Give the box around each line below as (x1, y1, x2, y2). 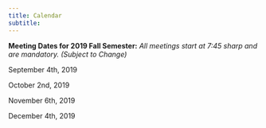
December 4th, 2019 (8, 111, 76, 120)
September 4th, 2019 (8, 64, 78, 74)
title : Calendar (8, 11, 62, 20)
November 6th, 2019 (8, 95, 76, 105)
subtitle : (8, 19, 41, 27)
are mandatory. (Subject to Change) (8, 49, 127, 59)
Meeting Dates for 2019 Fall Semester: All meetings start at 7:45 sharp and (8, 41, 257, 50)
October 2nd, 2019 (8, 80, 70, 90)
